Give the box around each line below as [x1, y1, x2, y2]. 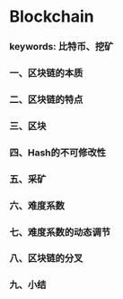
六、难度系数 [9, 199, 66, 211]
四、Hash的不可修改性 [9, 146, 106, 159]
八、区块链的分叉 [9, 252, 83, 265]
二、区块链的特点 [9, 93, 83, 106]
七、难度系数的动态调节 [9, 226, 110, 238]
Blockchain [9, 6, 94, 27]
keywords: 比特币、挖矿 [9, 41, 114, 53]
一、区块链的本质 [9, 67, 83, 79]
